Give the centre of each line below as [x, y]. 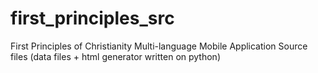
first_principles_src [92, 18]
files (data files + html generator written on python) [115, 56]
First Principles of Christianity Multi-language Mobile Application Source [159, 46]
